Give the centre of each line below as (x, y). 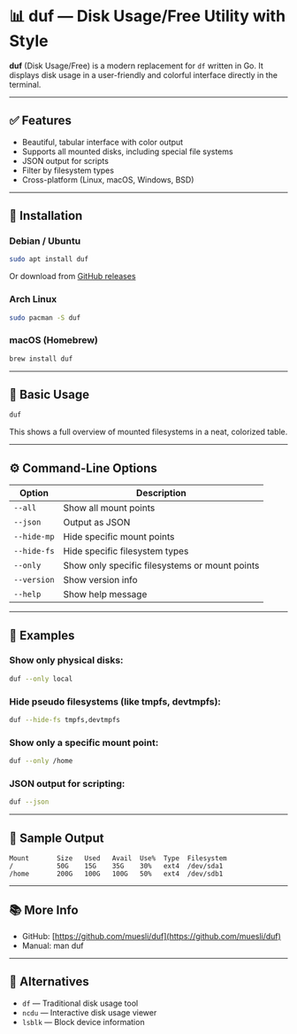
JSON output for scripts (65, 160)
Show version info (101, 580)
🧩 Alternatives (49, 982)
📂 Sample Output (57, 838)
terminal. (25, 84)
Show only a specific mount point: (84, 742)
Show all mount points (109, 508)
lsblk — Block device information (83, 1022)
